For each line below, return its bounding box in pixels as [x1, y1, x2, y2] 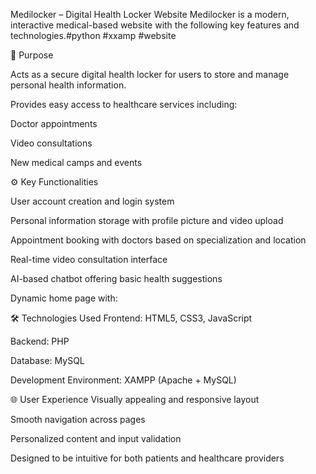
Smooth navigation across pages [10, 414, 146, 425]
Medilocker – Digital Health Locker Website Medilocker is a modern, [10, 9, 290, 20]
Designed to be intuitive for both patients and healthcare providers [10, 452, 285, 464]
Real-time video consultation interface [10, 254, 168, 265]
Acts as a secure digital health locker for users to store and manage [10, 69, 290, 80]
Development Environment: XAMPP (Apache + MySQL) [10, 374, 237, 386]
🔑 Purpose [10, 49, 54, 61]
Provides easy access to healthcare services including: [10, 99, 238, 110]
